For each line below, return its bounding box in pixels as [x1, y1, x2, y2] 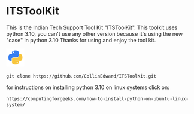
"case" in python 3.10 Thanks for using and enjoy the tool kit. [6, 36, 156, 44]
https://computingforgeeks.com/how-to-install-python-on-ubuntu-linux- [6, 95, 189, 102]
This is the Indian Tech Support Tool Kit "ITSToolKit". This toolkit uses [6, 24, 178, 31]
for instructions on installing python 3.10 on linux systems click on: [6, 84, 169, 91]
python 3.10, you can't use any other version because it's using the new [6, 30, 183, 37]
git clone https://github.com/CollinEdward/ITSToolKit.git [6, 73, 157, 79]
